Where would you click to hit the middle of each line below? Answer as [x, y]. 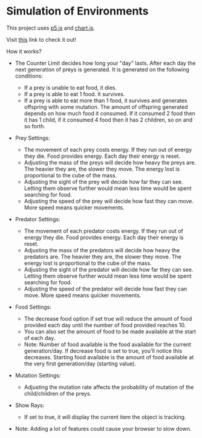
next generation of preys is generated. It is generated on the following [102, 69]
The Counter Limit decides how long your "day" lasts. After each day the [105, 63]
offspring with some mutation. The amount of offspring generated [106, 106]
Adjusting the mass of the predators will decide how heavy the [102, 250]
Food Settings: [33, 307]
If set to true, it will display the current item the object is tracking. [105, 417]
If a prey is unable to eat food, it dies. [70, 87]
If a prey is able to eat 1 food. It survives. [74, 94]
